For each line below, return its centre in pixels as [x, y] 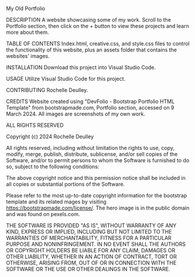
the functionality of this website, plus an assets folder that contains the [92, 50]
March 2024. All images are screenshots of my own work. [76, 114]
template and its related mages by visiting [56, 202]
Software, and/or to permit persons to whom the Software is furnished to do [98, 160]
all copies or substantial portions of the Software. [65, 184]
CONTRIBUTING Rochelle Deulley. [47, 90]
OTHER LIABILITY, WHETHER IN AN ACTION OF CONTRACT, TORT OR [91, 257]
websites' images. [28, 56]
